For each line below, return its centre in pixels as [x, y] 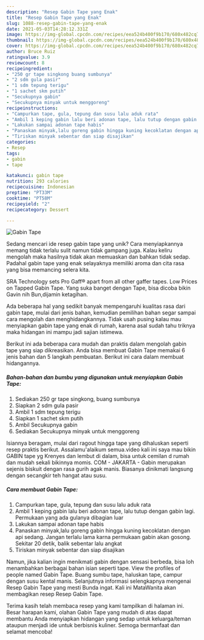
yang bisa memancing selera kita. [48, 270]
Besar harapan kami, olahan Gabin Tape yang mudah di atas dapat [89, 613]
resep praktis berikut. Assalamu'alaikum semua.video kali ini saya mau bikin [101, 450]
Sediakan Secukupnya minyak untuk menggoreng [77, 431]
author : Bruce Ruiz [31, 52]
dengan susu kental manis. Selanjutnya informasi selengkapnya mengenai [99, 581]
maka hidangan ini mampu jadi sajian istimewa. [65, 332]
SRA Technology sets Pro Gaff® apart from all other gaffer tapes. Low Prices [102, 282]
